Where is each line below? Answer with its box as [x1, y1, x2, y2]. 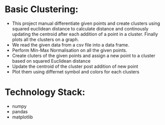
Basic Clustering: [5, 4, 79, 15]
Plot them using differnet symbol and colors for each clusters [12, 68, 140, 74]
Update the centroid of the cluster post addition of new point [12, 63, 138, 69]
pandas [12, 108, 28, 114]
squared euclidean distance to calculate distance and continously [12, 25, 149, 31]
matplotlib [12, 114, 33, 120]
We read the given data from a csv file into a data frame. [12, 41, 130, 48]
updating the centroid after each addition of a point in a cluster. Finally [12, 31, 158, 37]
